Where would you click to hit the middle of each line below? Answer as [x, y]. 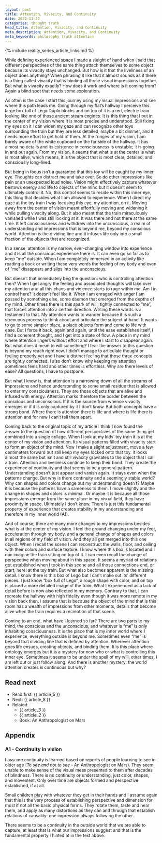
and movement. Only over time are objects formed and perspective [72, 780]
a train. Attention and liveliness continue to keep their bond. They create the [81, 462]
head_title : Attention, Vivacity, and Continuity [56, 28]
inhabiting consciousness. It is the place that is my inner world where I [75, 631]
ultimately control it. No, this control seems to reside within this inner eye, [78, 192]
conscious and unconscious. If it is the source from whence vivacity [73, 401]
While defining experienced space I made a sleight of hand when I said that [80, 60]
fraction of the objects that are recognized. [48, 239]
